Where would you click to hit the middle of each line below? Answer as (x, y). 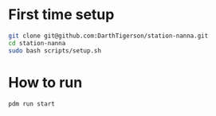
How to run (45, 82)
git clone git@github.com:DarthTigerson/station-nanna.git (108, 36)
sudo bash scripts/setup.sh (55, 50)
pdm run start (32, 104)
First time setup (61, 15)
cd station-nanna (37, 43)
